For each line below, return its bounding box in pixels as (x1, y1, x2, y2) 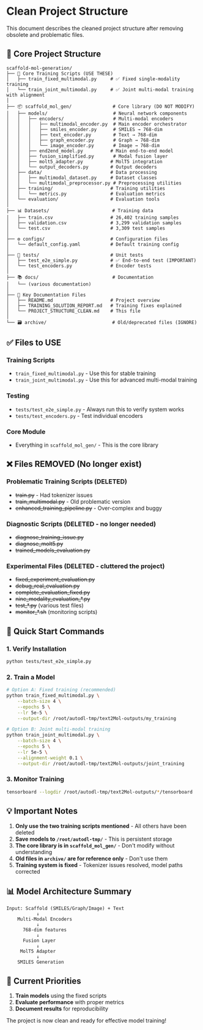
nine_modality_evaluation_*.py (15, 596, 90, 603)
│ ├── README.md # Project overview (6, 297, 160, 303)
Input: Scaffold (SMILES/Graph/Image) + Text (6, 906, 124, 912)
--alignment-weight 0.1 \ (17, 755, 84, 761)
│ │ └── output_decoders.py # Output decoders (6, 164, 157, 170)
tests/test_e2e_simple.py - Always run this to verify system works (15, 406, 185, 413)
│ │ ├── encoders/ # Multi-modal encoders (6, 115, 174, 122)
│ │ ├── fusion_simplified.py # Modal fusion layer (6, 153, 168, 159)
